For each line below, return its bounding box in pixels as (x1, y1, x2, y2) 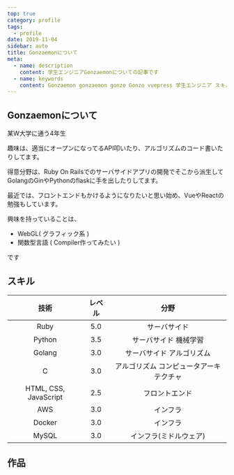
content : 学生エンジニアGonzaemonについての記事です (19, 68, 159, 75)
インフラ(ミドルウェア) (130, 431, 205, 441)
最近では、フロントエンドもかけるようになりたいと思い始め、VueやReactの (7, 191, 224, 200)
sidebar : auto (7, 43, 49, 50)
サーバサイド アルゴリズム (125, 348, 211, 358)
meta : (7, 56, 23, 63)
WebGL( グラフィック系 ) (17, 230, 89, 238)
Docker (33, 417, 57, 427)
